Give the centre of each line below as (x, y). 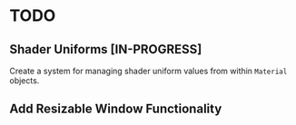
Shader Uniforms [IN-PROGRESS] (106, 49)
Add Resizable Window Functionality (116, 109)
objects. (25, 81)
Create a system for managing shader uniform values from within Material (148, 71)
